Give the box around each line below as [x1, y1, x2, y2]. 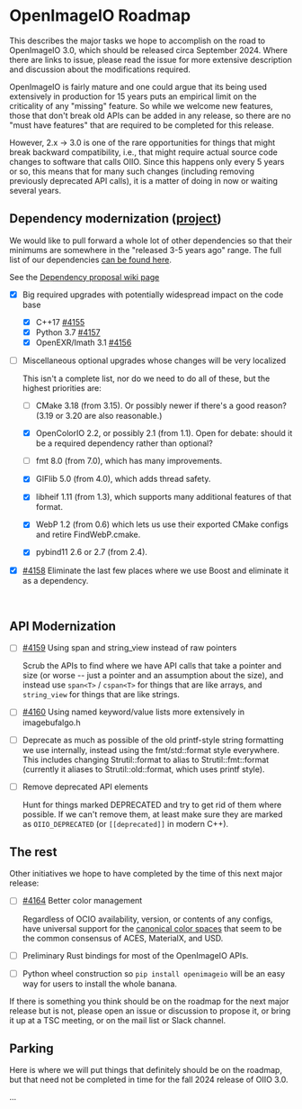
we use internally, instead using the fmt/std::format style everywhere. [22, 744, 280, 755]
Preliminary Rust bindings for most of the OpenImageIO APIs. [22, 950, 249, 960]
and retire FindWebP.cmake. [35, 529, 141, 541]
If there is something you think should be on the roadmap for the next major [9, 995, 289, 1006]
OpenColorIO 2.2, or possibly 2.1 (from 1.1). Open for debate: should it [35, 428, 293, 439]
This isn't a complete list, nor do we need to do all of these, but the [22, 373, 271, 384]
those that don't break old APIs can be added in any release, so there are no [9, 110, 292, 121]
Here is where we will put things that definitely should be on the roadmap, [9, 1065, 283, 1076]
